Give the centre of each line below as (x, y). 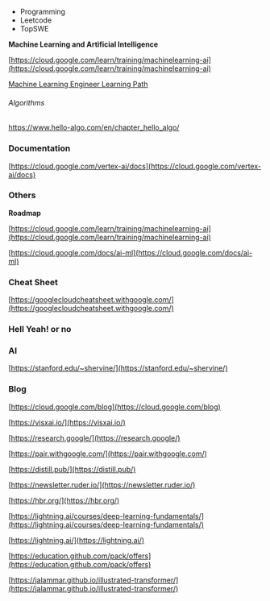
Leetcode (36, 20)
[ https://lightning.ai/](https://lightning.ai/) (77, 540)
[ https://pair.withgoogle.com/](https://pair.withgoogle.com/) (108, 454)
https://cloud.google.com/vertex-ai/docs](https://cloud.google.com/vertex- (136, 166)
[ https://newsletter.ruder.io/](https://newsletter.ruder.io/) (102, 485)
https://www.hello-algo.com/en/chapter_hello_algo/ (94, 127)
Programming (43, 12)
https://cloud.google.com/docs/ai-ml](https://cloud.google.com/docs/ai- (132, 252)
